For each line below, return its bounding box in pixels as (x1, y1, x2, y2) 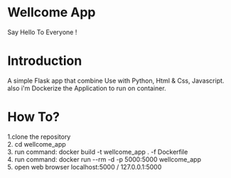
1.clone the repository (7, 132, 71, 141)
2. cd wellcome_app (7, 140, 66, 148)
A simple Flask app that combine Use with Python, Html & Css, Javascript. (7, 76, 225, 85)
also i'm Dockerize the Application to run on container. (7, 83, 166, 93)
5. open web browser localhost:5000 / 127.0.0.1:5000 (7, 162, 162, 171)
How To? (7, 109, 60, 125)
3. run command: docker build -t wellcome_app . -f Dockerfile (7, 147, 188, 156)
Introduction (7, 53, 82, 69)
